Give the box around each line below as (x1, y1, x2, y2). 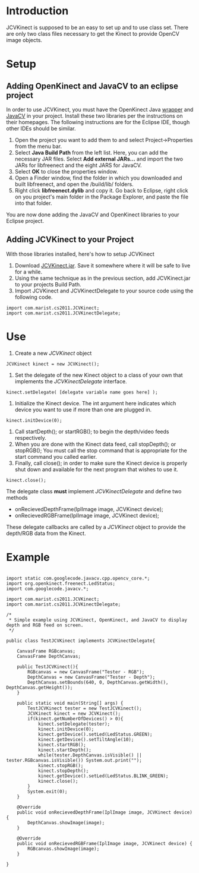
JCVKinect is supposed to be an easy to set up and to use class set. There (6, 24, 189, 31)
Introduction (6, 4, 69, 18)
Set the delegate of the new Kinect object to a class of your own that (14, 371, 183, 379)
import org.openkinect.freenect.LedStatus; (6, 581, 116, 587)
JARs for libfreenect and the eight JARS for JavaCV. (14, 162, 142, 169)
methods (6, 494, 28, 501)
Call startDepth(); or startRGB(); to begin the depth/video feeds (14, 428, 169, 435)
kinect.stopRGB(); (37, 762, 84, 768)
